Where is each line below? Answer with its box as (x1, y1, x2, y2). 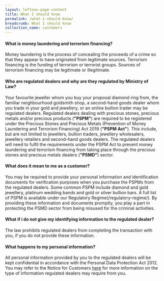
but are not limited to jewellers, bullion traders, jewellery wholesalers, (5, 131, 145, 137)
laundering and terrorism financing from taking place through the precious (5, 147, 156, 153)
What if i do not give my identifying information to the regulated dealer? (5, 216, 154, 222)
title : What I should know (5, 12, 60, 17)
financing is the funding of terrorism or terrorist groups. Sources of (5, 62, 141, 68)
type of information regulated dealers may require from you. (5, 270, 127, 276)
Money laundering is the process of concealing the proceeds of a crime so (5, 51, 156, 57)
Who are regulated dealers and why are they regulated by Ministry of (5, 78, 149, 84)
